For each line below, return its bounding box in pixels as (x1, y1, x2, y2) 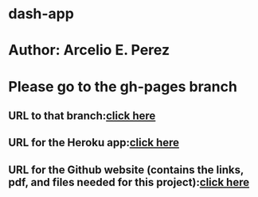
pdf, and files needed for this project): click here (8, 176, 249, 189)
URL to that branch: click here (8, 109, 156, 122)
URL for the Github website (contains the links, (8, 163, 244, 176)
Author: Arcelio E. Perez (8, 41, 170, 60)
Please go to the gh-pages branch (8, 77, 237, 95)
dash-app (8, 5, 74, 23)
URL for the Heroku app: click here (8, 136, 180, 149)
